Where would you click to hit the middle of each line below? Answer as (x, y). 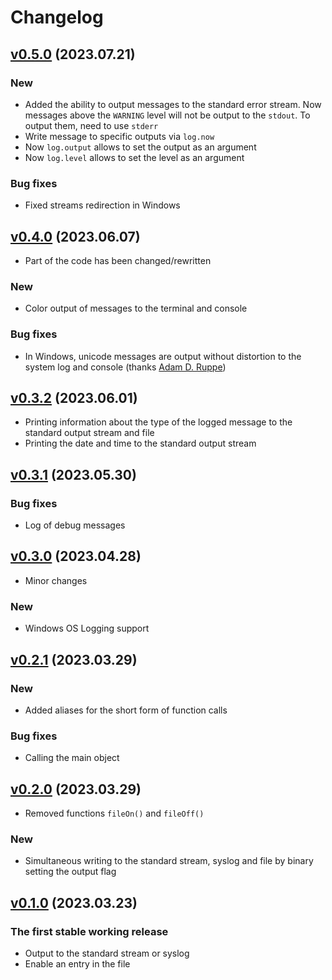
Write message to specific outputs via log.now (119, 136)
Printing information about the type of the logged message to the (158, 422)
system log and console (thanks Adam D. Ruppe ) (125, 367)
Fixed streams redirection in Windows (102, 205)
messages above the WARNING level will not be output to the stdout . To (167, 115)
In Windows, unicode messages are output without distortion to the (163, 356)
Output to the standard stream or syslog (107, 953)
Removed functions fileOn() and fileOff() (114, 813)
